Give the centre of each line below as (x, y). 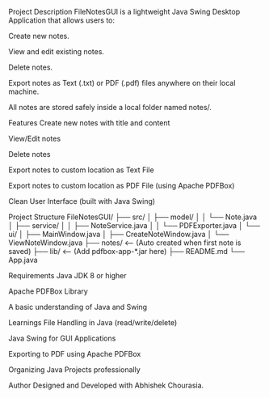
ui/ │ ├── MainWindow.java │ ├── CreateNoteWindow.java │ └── (119, 234)
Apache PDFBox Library (48, 291)
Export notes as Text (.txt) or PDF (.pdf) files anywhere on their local (122, 83)
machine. (24, 91)
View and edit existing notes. (57, 51)
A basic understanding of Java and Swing (78, 307)
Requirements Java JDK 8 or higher (67, 275)
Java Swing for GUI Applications (62, 338)
